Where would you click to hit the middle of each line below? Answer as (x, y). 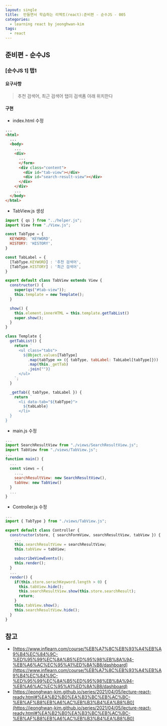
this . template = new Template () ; (49, 295)
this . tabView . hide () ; (41, 587)
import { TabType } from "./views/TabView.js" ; (56, 521)
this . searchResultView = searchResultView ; (61, 544)
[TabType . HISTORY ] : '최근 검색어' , (46, 267)
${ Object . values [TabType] (51, 355)
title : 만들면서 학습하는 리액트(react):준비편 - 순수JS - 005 (65, 15)
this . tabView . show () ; (37, 606)
